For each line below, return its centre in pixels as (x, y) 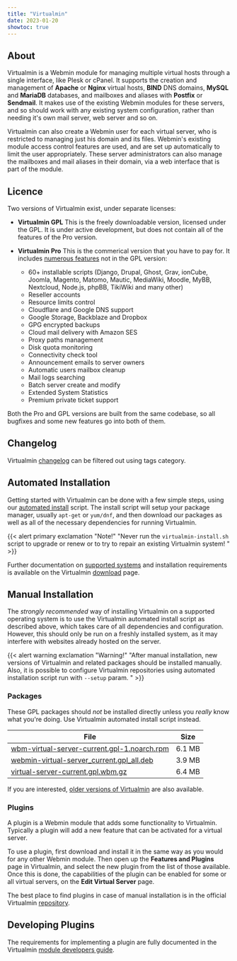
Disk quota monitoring (60, 347)
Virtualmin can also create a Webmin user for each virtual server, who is (112, 132)
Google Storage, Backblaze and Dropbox (87, 317)
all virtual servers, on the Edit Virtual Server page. (81, 882)
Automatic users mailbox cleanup (77, 370)
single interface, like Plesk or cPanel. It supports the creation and (102, 80)
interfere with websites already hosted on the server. (84, 642)
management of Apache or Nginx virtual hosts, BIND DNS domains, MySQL (118, 88)
